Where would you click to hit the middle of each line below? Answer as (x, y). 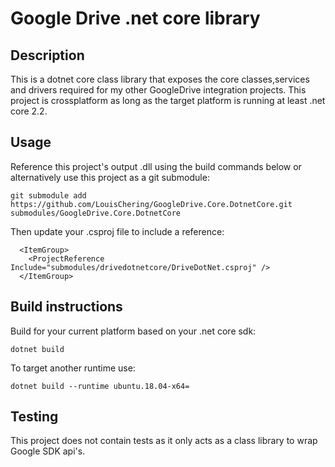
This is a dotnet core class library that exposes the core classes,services (160, 79)
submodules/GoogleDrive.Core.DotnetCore (96, 213)
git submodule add (48, 195)
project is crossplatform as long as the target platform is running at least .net (168, 100)
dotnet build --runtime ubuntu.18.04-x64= (100, 386)
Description (47, 55)
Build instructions (66, 307)
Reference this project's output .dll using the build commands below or (156, 166)
